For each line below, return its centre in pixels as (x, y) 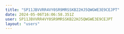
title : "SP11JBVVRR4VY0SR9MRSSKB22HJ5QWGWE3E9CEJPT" (63, 10)
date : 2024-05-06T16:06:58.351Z (40, 14)
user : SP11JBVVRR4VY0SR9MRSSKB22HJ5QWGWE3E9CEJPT (59, 19)
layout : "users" (22, 24)
